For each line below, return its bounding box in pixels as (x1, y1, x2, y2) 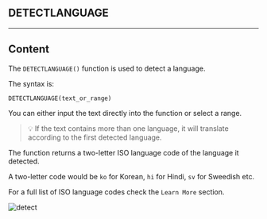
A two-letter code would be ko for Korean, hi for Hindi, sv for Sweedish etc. (8, 171, 255, 181)
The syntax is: (8, 79, 54, 88)
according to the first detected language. (27, 133, 162, 142)
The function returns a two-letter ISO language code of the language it (8, 148, 240, 157)
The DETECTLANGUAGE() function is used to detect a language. (8, 63, 206, 73)
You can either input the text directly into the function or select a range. (8, 108, 242, 117)
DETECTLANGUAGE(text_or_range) (8, 94, 112, 102)
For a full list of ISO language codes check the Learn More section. (8, 186, 225, 197)
